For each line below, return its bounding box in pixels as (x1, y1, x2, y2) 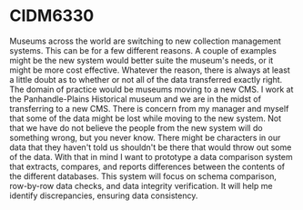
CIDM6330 (9, 5, 95, 26)
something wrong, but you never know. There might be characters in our (9, 132, 281, 143)
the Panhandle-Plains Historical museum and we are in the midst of (9, 93, 262, 105)
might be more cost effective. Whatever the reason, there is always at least (9, 65, 290, 75)
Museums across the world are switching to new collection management (9, 35, 281, 46)
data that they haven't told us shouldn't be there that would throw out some (9, 142, 292, 153)
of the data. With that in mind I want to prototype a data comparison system (9, 151, 293, 162)
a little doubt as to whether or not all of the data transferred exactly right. (9, 74, 283, 85)
